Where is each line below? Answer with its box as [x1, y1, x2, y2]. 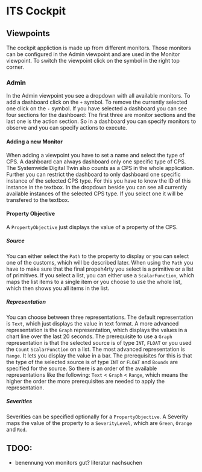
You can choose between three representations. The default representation [6, 313, 194, 321]
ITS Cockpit [6, 4, 66, 18]
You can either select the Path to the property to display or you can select [6, 252, 189, 260]
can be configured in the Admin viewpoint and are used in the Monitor [6, 51, 180, 58]
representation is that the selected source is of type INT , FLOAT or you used [6, 339, 192, 346]
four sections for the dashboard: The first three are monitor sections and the [6, 112, 196, 119]
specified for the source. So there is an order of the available [6, 365, 157, 372]
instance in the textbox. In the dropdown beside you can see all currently [6, 183, 188, 190]
